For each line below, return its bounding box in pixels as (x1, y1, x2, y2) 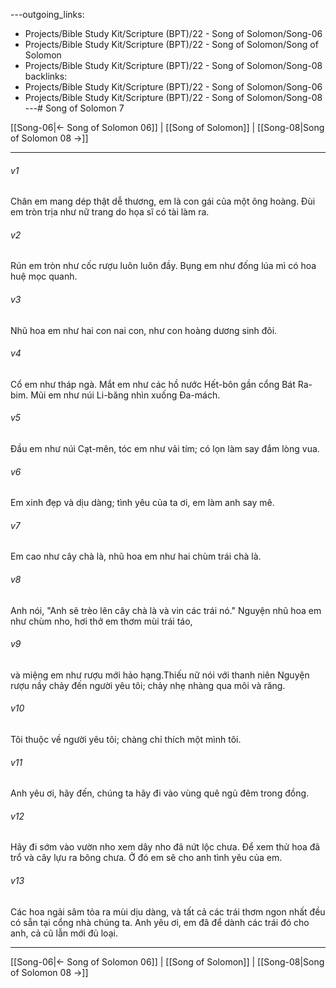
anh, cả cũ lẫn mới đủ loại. (10, 927, 118, 939)
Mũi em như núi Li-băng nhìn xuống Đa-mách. (30, 389, 221, 401)
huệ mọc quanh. (10, 270, 78, 283)
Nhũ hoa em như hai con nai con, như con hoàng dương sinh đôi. (10, 324, 278, 336)
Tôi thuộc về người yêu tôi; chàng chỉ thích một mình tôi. (10, 734, 242, 746)
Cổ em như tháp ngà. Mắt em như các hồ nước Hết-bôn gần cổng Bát (10, 378, 296, 390)
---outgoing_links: (10, 9, 85, 20)
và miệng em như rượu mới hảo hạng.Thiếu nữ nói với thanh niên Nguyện (10, 669, 310, 681)
